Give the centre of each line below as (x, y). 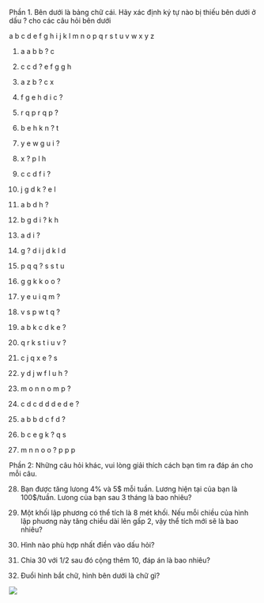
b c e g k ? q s (43, 434)
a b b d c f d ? (43, 419)
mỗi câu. (23, 474)
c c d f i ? (35, 174)
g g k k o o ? (40, 281)
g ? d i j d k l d (43, 250)
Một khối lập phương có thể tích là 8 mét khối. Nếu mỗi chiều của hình (134, 513)
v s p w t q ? (40, 312)
